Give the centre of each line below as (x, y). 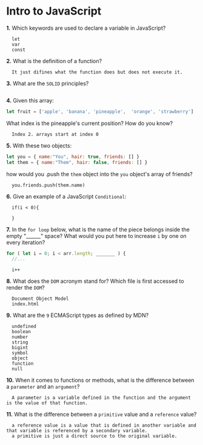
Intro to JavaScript (54, 11)
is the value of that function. (47, 403)
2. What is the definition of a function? (54, 61)
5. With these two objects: (39, 145)
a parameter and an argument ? (43, 387)
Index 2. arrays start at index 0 (55, 134)
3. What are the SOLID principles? (48, 83)
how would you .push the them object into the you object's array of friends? (99, 174)
